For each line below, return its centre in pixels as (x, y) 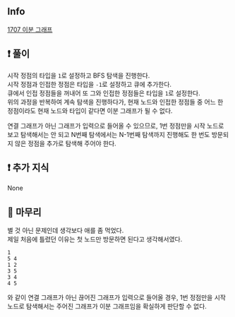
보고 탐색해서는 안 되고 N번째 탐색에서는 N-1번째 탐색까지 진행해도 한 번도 (109, 134)
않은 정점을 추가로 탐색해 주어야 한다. (65, 143)
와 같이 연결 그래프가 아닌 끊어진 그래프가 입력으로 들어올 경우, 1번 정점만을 (110, 298)
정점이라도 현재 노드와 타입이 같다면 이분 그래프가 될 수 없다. (90, 110)
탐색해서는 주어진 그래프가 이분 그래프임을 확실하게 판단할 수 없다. (116, 306)
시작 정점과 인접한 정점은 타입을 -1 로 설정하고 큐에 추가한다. (89, 84)
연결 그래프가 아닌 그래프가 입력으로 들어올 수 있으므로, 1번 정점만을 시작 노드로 (116, 126)
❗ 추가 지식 (28, 168)
